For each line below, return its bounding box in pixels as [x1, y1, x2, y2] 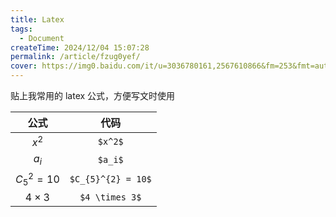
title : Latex [10, 14, 65, 25]
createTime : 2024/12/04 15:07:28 [10, 42, 150, 53]
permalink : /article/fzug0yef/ [10, 52, 141, 62]
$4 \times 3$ [79, 192, 142, 203]
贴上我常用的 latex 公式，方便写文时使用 [10, 90, 176, 101]
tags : [10, 24, 33, 34]
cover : [10, 61, 38, 71]
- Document [19, 33, 65, 43]
